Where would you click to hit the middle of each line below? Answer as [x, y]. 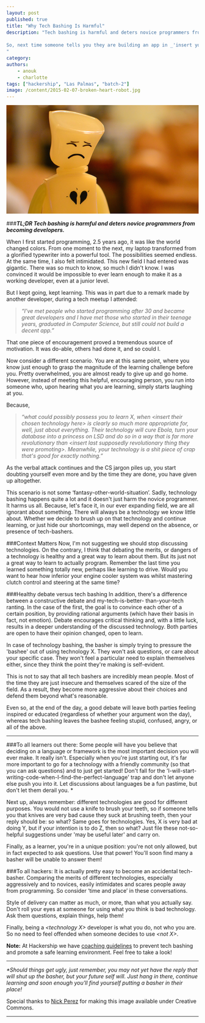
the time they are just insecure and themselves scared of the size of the [96, 683]
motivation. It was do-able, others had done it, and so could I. [84, 349]
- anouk [27, 71]
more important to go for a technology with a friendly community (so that [98, 764]
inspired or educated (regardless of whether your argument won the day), [99, 714]
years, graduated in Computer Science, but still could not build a [103, 324]
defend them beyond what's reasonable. [57, 696]
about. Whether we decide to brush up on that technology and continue [96, 519]
